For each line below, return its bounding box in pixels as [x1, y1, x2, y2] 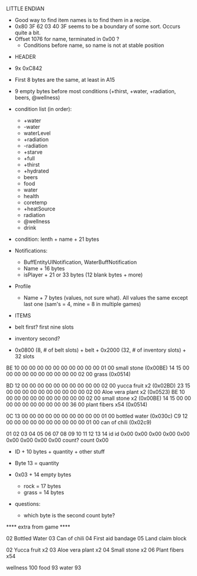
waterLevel [23, 130, 51, 136]
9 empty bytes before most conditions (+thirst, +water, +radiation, [14, 88, 176, 94]
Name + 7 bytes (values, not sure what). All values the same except [23, 294, 188, 301]
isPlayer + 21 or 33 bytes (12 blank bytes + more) [23, 271, 143, 278]
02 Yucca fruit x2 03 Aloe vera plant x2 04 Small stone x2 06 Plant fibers [6, 546, 185, 553]
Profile [14, 283, 31, 289]
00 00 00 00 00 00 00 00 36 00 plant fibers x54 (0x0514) [6, 401, 148, 408]
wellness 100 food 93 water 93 [6, 564, 82, 571]
